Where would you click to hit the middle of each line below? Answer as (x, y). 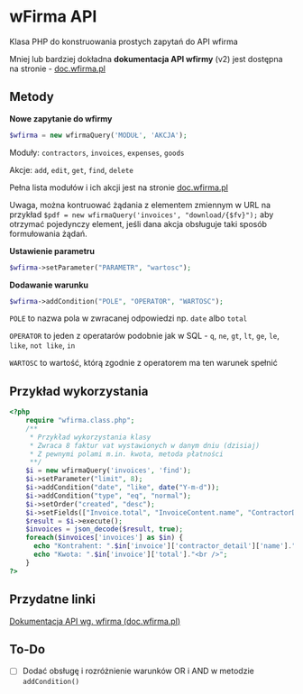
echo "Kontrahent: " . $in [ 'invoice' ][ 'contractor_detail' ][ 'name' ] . (163, 546)
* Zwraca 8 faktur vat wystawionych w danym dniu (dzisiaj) (144, 445)
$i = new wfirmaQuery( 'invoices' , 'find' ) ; (109, 470)
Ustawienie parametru (52, 251)
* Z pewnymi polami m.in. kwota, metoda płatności (126, 454)
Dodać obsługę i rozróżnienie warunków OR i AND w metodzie (138, 671)
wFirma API (53, 17)
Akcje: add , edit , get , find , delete (71, 169)
